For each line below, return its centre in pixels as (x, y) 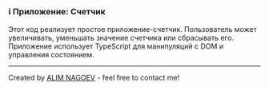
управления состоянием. (51, 55)
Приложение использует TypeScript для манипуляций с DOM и (116, 46)
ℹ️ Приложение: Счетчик (57, 11)
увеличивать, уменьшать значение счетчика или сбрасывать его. (121, 38)
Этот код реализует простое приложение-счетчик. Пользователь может (133, 29)
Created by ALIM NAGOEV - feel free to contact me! (94, 78)
